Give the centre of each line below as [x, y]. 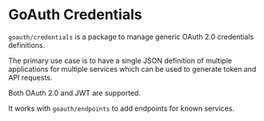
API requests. [30, 77]
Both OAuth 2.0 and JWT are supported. [75, 92]
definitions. [27, 45]
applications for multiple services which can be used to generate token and [132, 68]
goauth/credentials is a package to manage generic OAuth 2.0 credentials [131, 37]
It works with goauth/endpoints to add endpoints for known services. [121, 108]
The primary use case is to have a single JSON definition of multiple [120, 60]
